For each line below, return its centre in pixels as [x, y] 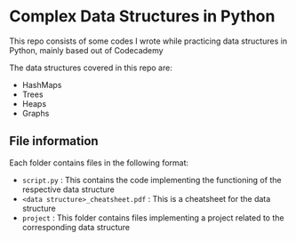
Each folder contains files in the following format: [99, 163]
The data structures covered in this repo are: [91, 68]
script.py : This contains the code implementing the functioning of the [152, 180]
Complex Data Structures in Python [142, 16]
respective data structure [68, 189]
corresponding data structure [76, 227]
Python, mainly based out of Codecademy [86, 50]
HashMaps [42, 84]
